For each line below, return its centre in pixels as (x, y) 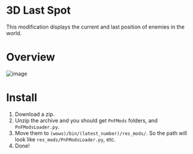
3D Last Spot (38, 10)
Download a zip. (35, 114)
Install (22, 98)
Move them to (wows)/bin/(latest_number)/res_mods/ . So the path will (101, 133)
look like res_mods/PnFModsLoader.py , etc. (65, 139)
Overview (31, 57)
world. (14, 33)
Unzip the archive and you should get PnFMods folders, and (86, 120)
